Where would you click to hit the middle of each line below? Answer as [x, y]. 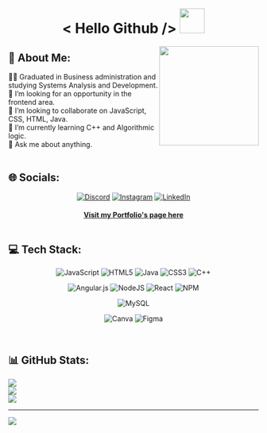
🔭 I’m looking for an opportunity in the [70, 94]
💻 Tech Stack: [45, 249]
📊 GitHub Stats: [49, 360]
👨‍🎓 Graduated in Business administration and [82, 77]
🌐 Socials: [34, 178]
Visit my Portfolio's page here [133, 215]
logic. [17, 136]
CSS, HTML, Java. [38, 119]
